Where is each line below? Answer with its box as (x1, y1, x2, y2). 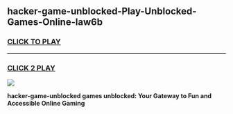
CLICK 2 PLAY (7, 63, 55, 73)
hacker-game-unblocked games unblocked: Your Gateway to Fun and (7, 91, 212, 99)
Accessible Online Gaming (7, 99, 85, 107)
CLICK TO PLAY (7, 37, 61, 47)
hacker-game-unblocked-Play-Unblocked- (7, 6, 197, 17)
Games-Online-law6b (7, 17, 103, 28)
